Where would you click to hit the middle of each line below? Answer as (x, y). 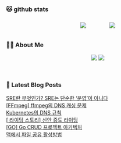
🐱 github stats (27, 9)
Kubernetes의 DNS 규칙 (34, 112)
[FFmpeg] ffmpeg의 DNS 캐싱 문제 (47, 105)
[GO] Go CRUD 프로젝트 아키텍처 (44, 127)
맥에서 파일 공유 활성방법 (34, 134)
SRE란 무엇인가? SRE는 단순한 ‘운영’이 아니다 (57, 98)
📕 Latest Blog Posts (34, 85)
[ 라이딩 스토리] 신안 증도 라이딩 (42, 120)
